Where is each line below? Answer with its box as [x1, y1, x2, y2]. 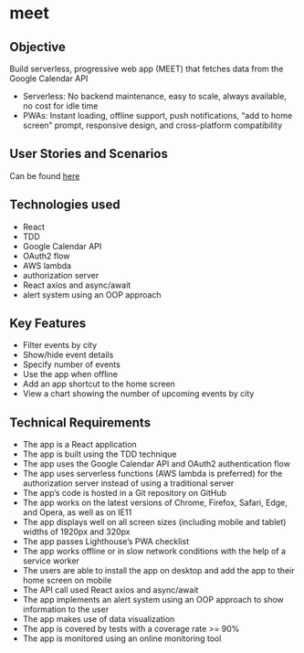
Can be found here [9, 170, 80, 181]
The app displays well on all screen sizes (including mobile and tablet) [22, 517, 287, 528]
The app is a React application [22, 439, 137, 450]
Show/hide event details [22, 350, 114, 361]
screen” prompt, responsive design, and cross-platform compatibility [22, 120, 283, 131]
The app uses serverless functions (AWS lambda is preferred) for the [22, 469, 283, 479]
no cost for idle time [22, 100, 99, 111]
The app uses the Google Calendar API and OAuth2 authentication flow [22, 458, 290, 469]
